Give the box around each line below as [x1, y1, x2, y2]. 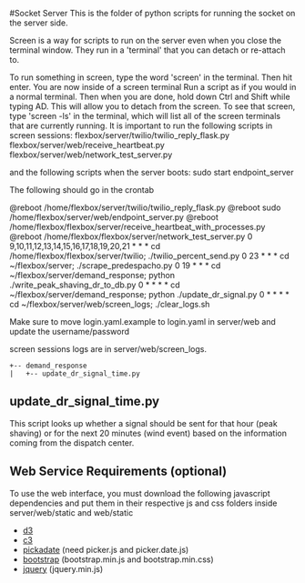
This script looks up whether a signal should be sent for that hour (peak [9, 417, 278, 428]
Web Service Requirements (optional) [9, 464, 228, 479]
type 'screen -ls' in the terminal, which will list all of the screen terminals [9, 111, 280, 121]
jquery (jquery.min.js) [22, 563, 104, 574]
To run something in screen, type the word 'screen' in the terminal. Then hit [9, 72, 293, 83]
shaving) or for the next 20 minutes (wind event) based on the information [9, 427, 287, 438]
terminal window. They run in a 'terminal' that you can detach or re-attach [9, 45, 286, 55]
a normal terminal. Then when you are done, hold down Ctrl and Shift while [9, 91, 290, 102]
